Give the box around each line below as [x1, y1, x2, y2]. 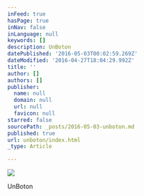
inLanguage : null [7, 30, 59, 38]
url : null [13, 103, 43, 110]
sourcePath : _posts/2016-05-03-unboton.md [7, 123, 135, 130]
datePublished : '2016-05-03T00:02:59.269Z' [7, 51, 138, 58]
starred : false [7, 116, 52, 123]
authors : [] [7, 76, 43, 84]
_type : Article [7, 143, 52, 150]
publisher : [7, 83, 40, 91]
